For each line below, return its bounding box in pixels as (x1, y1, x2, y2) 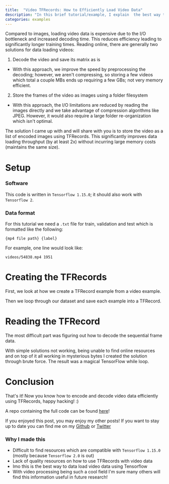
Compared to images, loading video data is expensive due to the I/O (5, 31, 146, 37)
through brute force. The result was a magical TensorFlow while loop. (5, 359, 149, 365)
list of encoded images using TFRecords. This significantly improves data (5, 134, 157, 140)
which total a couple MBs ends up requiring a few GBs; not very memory (12, 77, 163, 83)
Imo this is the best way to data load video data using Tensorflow (12, 463, 147, 469)
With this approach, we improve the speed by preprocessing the (12, 66, 146, 72)
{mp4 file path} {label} (5, 236, 57, 241)
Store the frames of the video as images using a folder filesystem (12, 92, 148, 99)
